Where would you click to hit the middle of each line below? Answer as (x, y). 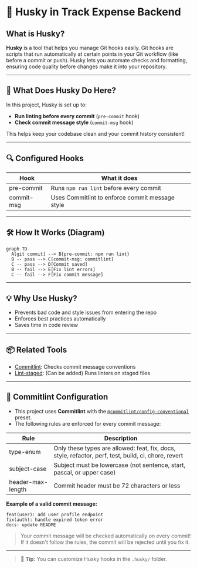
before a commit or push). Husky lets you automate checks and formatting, (97, 60)
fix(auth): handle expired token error (55, 520)
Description (121, 438)
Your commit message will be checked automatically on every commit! (106, 536)
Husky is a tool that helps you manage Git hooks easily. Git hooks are (90, 48)
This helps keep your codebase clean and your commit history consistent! (95, 133)
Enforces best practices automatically (60, 319)
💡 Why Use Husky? (42, 298)
